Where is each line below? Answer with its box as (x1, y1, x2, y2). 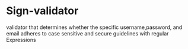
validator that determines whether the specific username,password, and (6, 24, 183, 31)
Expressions (6, 36, 37, 43)
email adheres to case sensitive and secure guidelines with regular (6, 30, 169, 37)
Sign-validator (6, 4, 79, 18)
